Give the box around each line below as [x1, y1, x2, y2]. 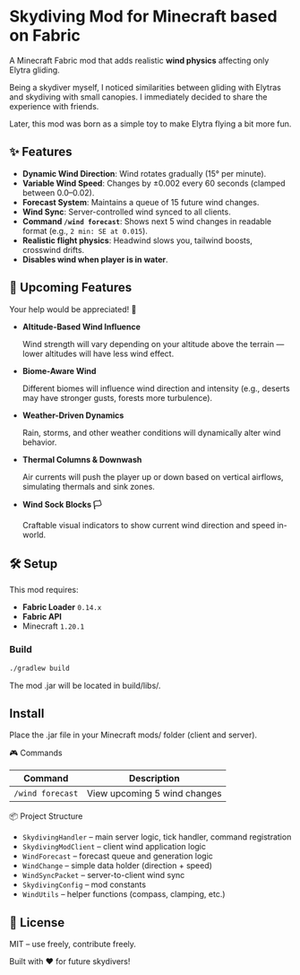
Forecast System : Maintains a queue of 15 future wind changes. [21, 196, 260, 207]
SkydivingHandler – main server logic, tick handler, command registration [21, 831, 292, 842]
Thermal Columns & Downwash [21, 454, 142, 465]
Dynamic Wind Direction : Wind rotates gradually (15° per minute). [21, 168, 267, 178]
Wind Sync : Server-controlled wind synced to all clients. [21, 206, 231, 217]
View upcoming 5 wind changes [86, 788, 222, 800]
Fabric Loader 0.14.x [21, 602, 102, 613]
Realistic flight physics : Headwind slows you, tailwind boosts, [21, 235, 253, 246]
